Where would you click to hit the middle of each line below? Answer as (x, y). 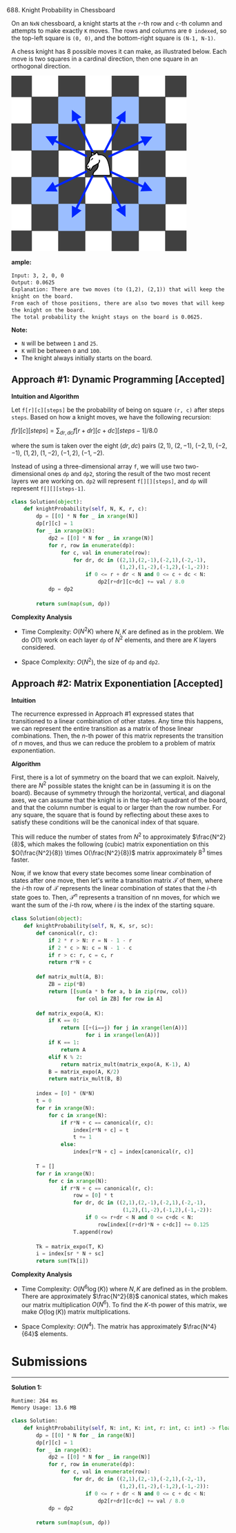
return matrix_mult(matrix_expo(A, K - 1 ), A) (126, 1064)
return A (73, 1049)
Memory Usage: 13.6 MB (44, 1408)
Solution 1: (27, 1387)
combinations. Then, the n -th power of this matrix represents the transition (117, 736)
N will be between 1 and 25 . (60, 343)
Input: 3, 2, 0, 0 (38, 276)
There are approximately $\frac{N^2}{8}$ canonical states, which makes (125, 1296)
